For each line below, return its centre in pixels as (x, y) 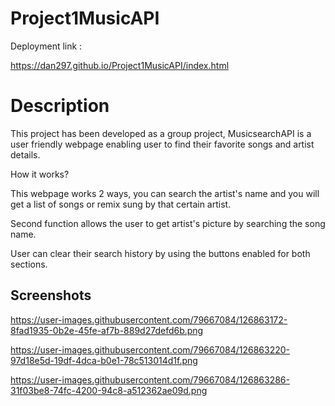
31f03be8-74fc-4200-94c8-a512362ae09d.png (109, 390)
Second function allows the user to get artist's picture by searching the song (168, 223)
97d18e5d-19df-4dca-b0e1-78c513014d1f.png (104, 360)
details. (25, 154)
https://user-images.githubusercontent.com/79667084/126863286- (150, 379)
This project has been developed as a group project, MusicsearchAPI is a (161, 133)
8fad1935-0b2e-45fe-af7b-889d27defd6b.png (107, 330)
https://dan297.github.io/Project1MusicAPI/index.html (120, 65)
